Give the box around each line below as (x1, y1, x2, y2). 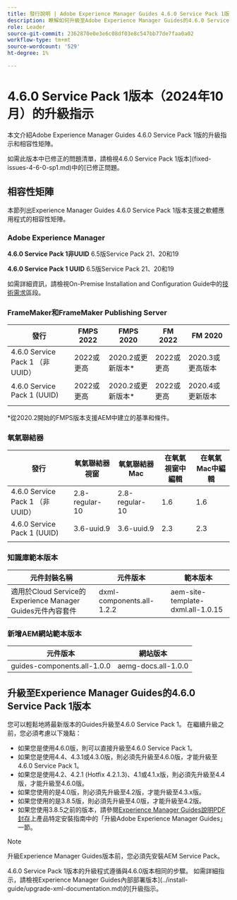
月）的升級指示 (7, 106, 95, 122)
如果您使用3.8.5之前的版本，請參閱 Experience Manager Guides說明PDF (17, 805, 226, 814)
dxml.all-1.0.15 (170, 604, 224, 614)
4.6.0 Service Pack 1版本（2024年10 (7, 89, 224, 104)
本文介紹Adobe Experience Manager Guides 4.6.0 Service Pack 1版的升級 (7, 130, 221, 139)
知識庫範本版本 (7, 553, 59, 562)
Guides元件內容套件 (11, 605, 77, 615)
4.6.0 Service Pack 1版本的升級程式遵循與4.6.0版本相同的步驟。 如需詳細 (7, 866, 219, 875)
